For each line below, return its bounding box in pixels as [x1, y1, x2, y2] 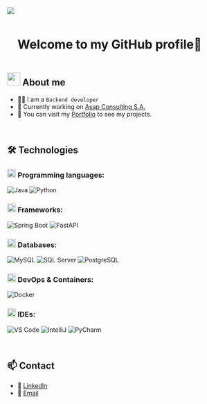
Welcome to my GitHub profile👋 [17, 37, 202, 53]
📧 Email [17, 389, 39, 398]
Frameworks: [17, 205, 64, 214]
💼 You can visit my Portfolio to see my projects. [17, 110, 152, 118]
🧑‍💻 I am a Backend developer [17, 95, 99, 103]
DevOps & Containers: [17, 274, 94, 284]
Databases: [17, 239, 57, 249]
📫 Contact [7, 360, 55, 372]
